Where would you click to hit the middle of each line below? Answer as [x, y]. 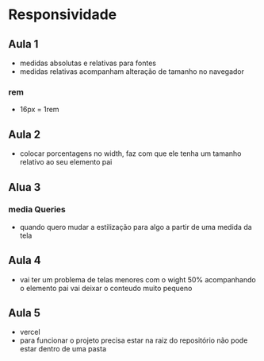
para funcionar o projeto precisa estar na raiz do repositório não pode [134, 340]
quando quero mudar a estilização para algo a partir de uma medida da [136, 227]
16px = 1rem [39, 110]
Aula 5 [25, 313]
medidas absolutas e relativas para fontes [88, 63]
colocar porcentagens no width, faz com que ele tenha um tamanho [130, 153]
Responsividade [63, 15]
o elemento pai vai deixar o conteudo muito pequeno [106, 288]
